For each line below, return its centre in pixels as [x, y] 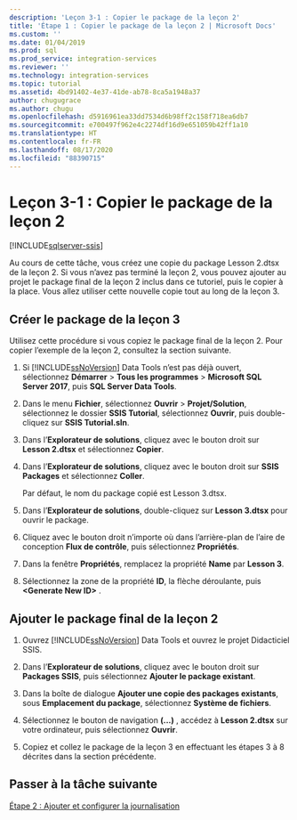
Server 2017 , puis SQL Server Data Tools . [99, 386]
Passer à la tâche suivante [84, 784]
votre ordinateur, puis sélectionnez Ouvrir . [100, 730]
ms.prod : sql [33, 51]
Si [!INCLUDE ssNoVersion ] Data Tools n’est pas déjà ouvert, [132, 368]
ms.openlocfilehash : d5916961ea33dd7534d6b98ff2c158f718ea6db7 [129, 117]
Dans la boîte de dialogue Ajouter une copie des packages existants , [150, 694]
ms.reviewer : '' [39, 68]
